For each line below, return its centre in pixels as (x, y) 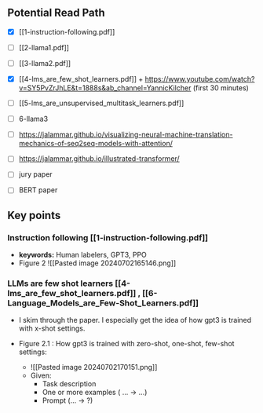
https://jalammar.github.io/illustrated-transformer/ (99, 159)
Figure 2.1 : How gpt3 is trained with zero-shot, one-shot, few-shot (126, 344)
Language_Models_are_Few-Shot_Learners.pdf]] (103, 303)
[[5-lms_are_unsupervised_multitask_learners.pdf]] (101, 103)
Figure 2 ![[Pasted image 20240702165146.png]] (97, 263)
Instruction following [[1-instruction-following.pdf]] (108, 237)
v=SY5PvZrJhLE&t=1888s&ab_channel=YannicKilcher (105, 88)
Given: (41, 375)
